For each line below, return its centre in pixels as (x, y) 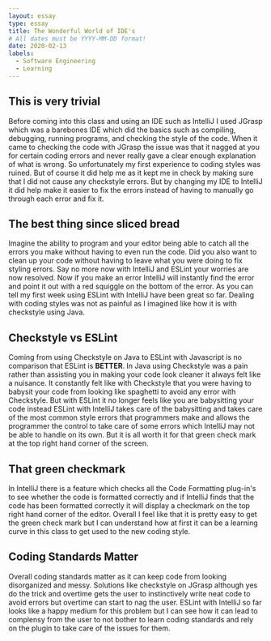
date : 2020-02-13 (38, 46)
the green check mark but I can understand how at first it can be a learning (133, 523)
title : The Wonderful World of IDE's (72, 31)
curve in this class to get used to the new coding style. (100, 531)
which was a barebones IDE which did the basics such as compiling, (122, 130)
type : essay (28, 24)
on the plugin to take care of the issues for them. (89, 628)
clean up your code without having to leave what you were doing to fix (125, 261)
